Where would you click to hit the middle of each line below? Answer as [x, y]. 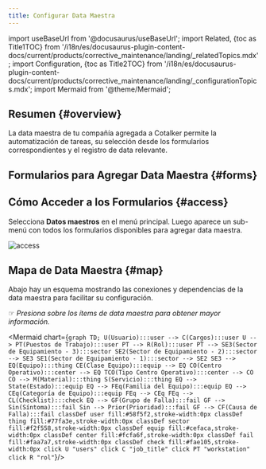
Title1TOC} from [35, 47]
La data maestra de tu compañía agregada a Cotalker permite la [112, 133]
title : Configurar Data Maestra [62, 16]
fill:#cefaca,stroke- [204, 428]
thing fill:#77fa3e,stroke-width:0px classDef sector [99, 422]
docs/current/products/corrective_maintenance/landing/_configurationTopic [133, 80]
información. [29, 322]
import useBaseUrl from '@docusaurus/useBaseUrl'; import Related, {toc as [132, 38]
